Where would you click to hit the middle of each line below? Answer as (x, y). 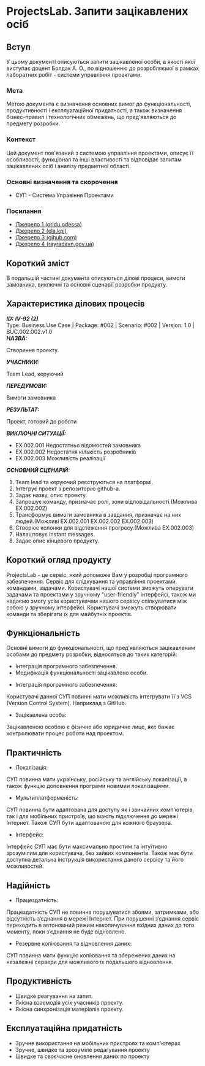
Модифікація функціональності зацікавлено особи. (81, 673)
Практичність (34, 753)
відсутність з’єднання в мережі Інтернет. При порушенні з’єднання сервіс (103, 919)
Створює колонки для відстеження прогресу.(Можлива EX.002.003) (105, 527)
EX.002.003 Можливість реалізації (60, 458)
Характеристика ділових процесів (76, 304)
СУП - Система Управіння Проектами (65, 195)
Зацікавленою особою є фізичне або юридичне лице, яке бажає (91, 727)
